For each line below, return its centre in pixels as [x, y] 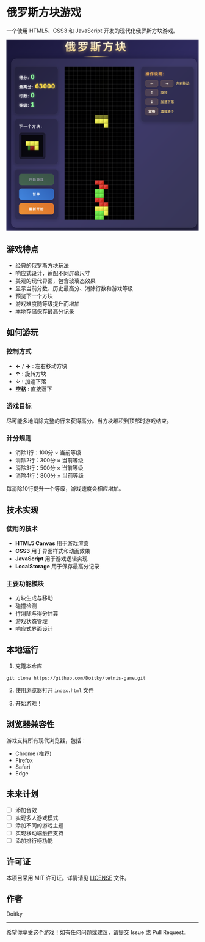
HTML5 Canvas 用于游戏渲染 [52, 543]
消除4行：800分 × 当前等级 [49, 476]
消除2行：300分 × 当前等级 [49, 461]
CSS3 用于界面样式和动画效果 [52, 551]
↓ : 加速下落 [31, 381]
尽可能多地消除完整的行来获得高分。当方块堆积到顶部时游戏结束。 [89, 421]
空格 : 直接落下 [34, 389]
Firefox [24, 760]
